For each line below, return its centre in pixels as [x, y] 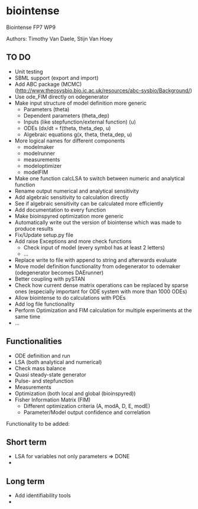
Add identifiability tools [43, 495]
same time [27, 316]
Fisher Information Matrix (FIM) [53, 400]
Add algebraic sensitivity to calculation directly [72, 197]
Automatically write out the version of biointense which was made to [98, 222]
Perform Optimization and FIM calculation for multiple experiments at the [103, 310]
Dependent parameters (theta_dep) [66, 115]
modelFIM [36, 172]
